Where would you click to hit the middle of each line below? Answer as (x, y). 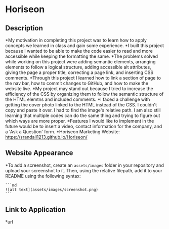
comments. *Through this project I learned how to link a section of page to (83, 78)
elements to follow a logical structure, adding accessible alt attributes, (78, 67)
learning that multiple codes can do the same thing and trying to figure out (83, 116)
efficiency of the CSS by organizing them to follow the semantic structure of (85, 94)
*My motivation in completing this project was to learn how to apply (76, 40)
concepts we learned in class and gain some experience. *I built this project (85, 46)
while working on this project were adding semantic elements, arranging (80, 62)
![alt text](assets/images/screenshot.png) (52, 189)
